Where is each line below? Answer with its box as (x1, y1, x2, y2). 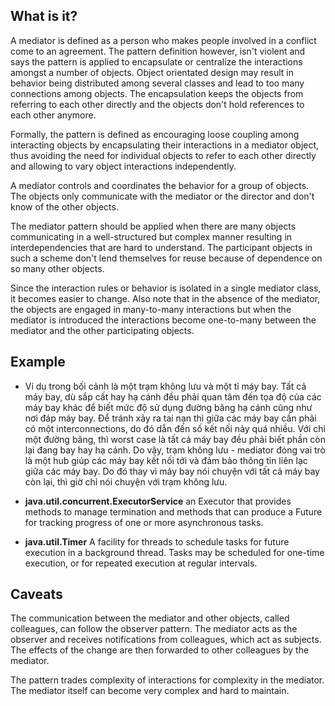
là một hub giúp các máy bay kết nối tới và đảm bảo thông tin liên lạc (24, 454, 308, 466)
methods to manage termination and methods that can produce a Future (24, 505, 323, 518)
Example (10, 354, 66, 371)
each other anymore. (10, 109, 97, 121)
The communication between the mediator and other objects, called (10, 612, 290, 624)
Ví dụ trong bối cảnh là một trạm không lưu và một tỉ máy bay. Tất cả (24, 380, 307, 392)
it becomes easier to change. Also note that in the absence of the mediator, (10, 292, 321, 304)
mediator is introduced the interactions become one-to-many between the (10, 314, 317, 326)
